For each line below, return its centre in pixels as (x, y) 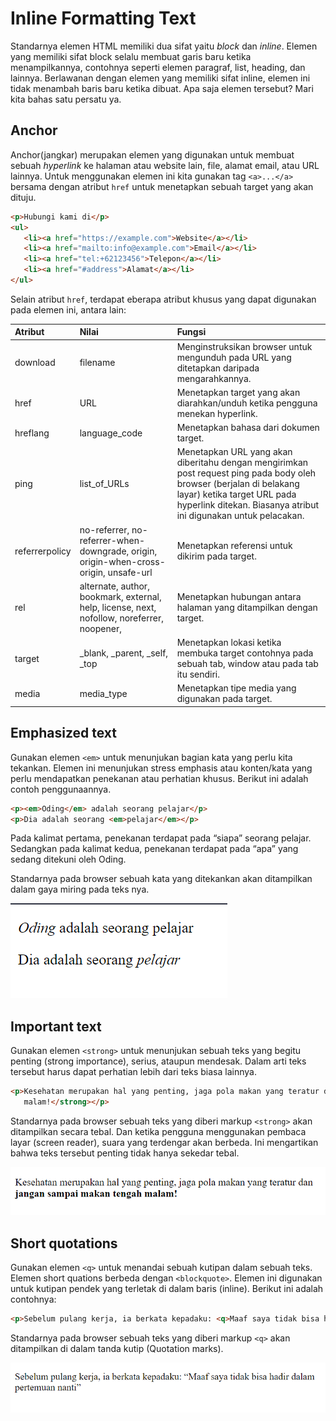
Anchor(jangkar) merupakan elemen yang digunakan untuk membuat (152, 154)
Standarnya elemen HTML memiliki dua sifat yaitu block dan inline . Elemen (164, 46)
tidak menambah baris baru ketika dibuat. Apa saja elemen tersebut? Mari (162, 88)
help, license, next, (118, 607)
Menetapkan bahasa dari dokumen (248, 428)
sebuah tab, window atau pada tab (247, 664)
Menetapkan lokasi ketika (229, 643)
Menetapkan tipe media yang (236, 688)
